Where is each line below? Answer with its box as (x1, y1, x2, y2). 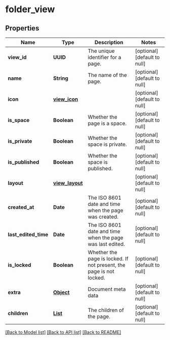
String (53, 75, 68, 82)
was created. (88, 213, 119, 220)
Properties (5, 24, 39, 33)
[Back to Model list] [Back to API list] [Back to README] (5, 329, 121, 335)
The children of (88, 306, 124, 314)
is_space (8, 117, 30, 123)
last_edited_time (8, 231, 49, 238)
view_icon (53, 96, 78, 103)
